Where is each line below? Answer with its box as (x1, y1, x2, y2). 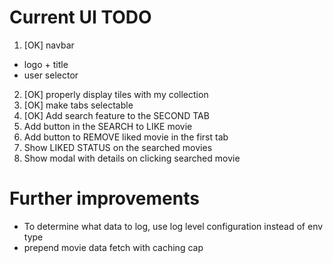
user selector (23, 69, 79, 81)
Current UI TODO (9, 6, 152, 29)
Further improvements (9, 187, 200, 210)
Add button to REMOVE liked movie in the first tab (23, 131, 229, 143)
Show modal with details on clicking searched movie (23, 152, 241, 164)
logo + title (23, 58, 69, 70)
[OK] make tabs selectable (23, 99, 134, 111)
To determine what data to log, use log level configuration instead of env (23, 220, 324, 232)
